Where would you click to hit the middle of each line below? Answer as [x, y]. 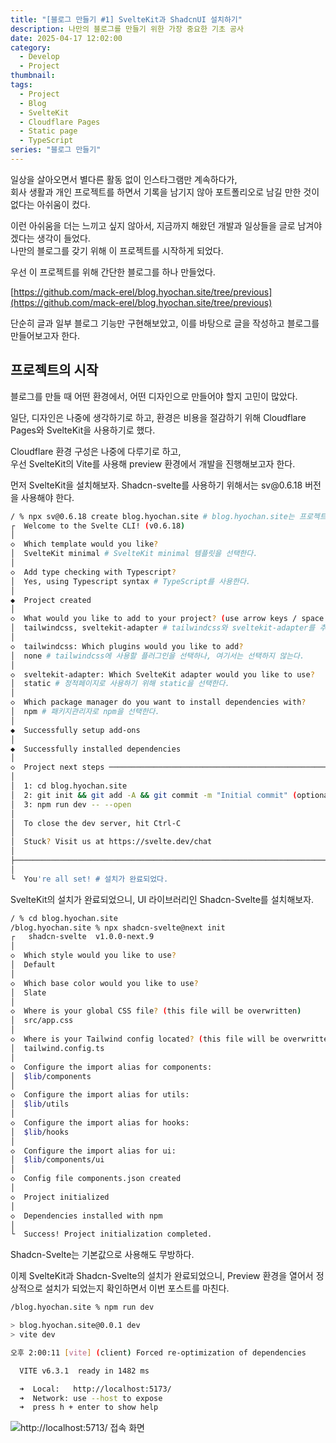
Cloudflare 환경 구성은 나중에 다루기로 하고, [96, 451]
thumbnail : [33, 76]
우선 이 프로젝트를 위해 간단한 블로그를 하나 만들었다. [113, 272]
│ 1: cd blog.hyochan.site [69, 786]
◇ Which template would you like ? [84, 544]
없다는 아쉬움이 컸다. [50, 204]
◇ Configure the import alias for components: [111, 1067]
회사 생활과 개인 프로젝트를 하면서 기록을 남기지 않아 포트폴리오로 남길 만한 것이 [165, 192]
